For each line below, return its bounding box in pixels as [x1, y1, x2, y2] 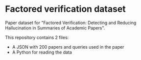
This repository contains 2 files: [5, 34, 69, 40]
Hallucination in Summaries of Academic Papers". [5, 25, 105, 30]
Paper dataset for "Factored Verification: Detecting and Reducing [5, 20, 137, 26]
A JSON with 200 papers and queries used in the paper [12, 44, 124, 50]
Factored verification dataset [5, 3, 126, 15]
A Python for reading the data [12, 49, 72, 55]
